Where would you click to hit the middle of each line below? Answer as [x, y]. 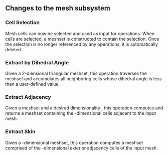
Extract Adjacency [28, 97]
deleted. [14, 49]
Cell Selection [23, 23]
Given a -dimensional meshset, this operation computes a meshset [74, 142]
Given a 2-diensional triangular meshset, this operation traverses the [76, 73]
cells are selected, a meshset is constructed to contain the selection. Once [82, 39]
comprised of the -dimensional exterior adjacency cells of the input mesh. [81, 148]
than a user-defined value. [33, 84]
